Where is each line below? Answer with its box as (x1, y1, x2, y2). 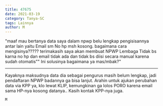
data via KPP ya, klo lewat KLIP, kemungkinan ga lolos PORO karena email (5, 83, 153, 89)
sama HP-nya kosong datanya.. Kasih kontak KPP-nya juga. (5, 88, 124, 94)
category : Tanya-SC (5, 16, 45, 21)
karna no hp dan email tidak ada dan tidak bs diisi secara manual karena (5, 53, 149, 59)
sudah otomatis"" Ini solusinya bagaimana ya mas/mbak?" (5, 59, 121, 65)
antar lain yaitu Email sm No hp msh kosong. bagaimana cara (5, 43, 127, 49)
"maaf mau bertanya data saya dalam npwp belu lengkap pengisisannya (5, 38, 149, 44)
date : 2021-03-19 (5, 12, 40, 16)
